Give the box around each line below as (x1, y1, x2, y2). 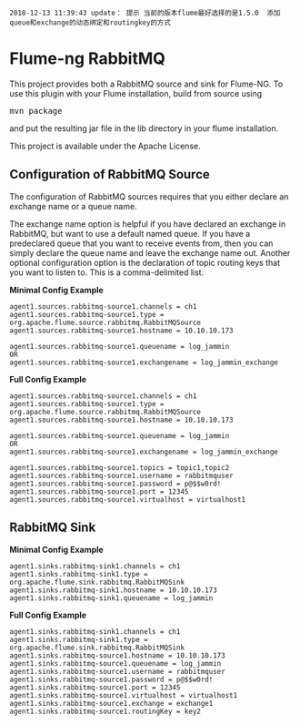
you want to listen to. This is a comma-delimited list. (9, 267, 205, 278)
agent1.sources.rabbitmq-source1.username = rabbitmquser (9, 471, 234, 480)
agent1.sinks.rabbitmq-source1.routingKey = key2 (9, 707, 202, 716)
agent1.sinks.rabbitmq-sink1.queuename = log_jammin (9, 593, 214, 603)
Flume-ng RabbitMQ (9, 48, 166, 69)
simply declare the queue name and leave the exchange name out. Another (9, 247, 291, 258)
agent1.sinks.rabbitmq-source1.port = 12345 (9, 682, 181, 692)
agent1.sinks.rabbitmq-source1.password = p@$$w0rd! (9, 675, 214, 684)
